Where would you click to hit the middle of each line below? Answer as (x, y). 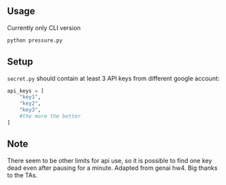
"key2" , (30, 103)
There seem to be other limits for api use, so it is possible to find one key (110, 160)
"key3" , (30, 110)
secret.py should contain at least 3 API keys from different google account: (113, 78)
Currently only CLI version (44, 27)
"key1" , (30, 97)
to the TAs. (22, 175)
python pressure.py (35, 40)
